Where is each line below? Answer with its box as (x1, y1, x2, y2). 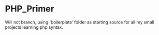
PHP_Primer (5, 3, 55, 14)
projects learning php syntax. (5, 24, 63, 30)
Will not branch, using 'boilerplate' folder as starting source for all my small (5, 19, 155, 25)
